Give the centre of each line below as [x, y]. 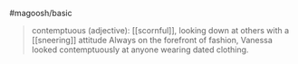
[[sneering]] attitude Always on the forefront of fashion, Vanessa [152, 40]
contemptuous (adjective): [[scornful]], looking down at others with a [160, 30]
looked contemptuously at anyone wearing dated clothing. [140, 50]
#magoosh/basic [41, 13]
